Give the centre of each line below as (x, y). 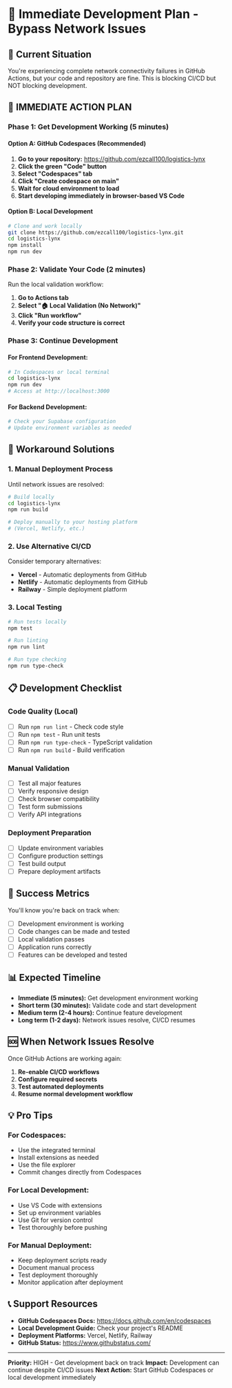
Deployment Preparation (50, 833)
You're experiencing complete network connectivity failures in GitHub (106, 71)
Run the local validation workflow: (56, 284)
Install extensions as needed (58, 1158)
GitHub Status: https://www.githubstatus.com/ (84, 1342)
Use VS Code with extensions (60, 1205)
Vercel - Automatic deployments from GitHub (82, 575)
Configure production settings (61, 856)
